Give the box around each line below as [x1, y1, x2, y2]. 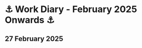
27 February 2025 [5, 34, 64, 43]
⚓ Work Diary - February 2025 [5, 4, 137, 15]
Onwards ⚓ [5, 14, 55, 26]
